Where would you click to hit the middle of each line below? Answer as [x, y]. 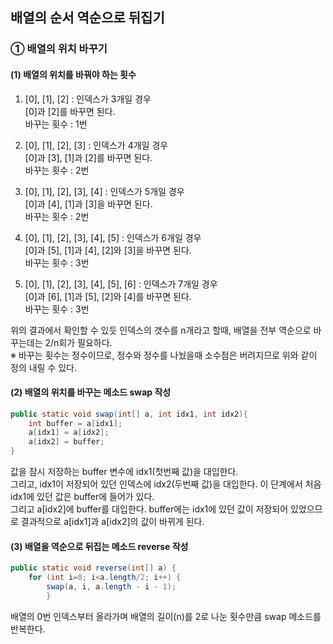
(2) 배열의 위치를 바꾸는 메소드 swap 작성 [91, 392]
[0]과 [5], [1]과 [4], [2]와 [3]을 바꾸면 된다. [108, 250]
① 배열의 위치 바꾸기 [59, 49]
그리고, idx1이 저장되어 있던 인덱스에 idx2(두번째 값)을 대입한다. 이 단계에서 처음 [166, 484]
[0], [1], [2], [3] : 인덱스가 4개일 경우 [96, 145]
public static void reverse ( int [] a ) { [93, 568]
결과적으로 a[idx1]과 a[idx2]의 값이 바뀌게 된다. [112, 522]
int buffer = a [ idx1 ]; [75, 423]
